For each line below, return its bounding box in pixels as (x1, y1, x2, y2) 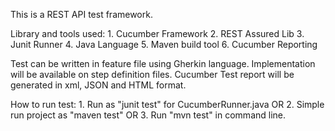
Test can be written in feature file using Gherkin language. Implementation (10, 58, 316, 69)
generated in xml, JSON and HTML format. (10, 79, 187, 91)
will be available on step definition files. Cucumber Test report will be (10, 69, 295, 80)
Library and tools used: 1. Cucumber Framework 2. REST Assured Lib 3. (10, 28, 305, 39)
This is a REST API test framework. (10, 9, 153, 20)
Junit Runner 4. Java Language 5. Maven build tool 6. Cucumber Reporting (10, 39, 318, 50)
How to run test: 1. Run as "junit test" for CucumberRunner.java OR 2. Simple (10, 99, 325, 110)
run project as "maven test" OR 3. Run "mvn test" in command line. (10, 109, 287, 121)
